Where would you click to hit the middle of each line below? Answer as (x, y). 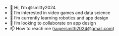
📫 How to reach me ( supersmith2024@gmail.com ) (62, 28)
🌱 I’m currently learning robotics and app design (59, 18)
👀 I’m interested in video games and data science (60, 13)
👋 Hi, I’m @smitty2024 (33, 8)
